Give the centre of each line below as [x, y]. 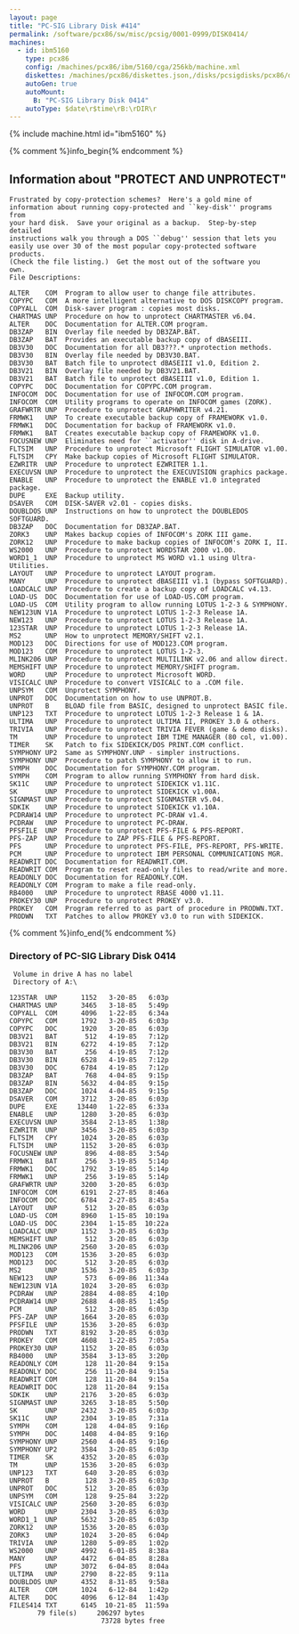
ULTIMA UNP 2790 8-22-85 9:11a [89, 1574]
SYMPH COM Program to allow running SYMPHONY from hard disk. [135, 776]
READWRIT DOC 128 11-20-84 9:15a [89, 1387]
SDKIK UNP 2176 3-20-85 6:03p [89, 1395]
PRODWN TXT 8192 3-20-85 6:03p [89, 1333]
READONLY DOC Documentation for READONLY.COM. [99, 878]
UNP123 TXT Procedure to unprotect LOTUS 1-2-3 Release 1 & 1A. [137, 714]
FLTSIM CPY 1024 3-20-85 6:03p [89, 1138]
